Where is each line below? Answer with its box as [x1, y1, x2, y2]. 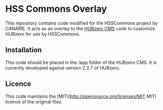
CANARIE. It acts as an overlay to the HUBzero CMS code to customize [5, 25, 155, 31]
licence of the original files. [5, 98, 63, 105]
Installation [5, 46, 42, 54]
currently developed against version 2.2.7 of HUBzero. [5, 64, 120, 71]
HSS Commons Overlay [5, 3, 107, 15]
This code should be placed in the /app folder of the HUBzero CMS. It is [5, 59, 157, 65]
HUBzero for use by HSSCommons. [5, 31, 80, 37]
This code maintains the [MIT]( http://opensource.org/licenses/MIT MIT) [5, 93, 157, 99]
